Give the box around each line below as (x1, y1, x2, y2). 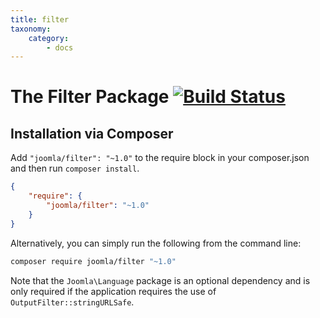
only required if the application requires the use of (10, 285, 217, 297)
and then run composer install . (10, 162, 140, 175)
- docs (46, 42, 74, 53)
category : (28, 33, 70, 43)
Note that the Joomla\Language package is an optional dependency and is (10, 274, 311, 286)
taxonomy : (10, 24, 52, 34)
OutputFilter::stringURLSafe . (10, 296, 135, 308)
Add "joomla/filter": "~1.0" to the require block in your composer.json (10, 152, 310, 164)
